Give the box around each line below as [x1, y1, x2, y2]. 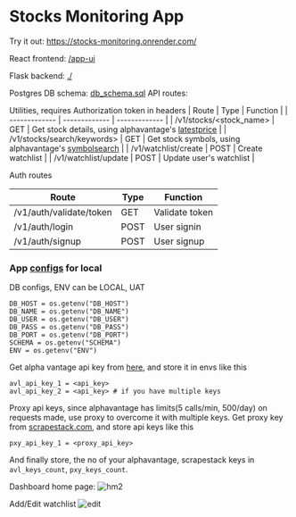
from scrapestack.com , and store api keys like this [9, 421, 194, 432]
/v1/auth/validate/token [13, 205, 113, 218]
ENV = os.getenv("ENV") [9, 346, 98, 355]
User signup [153, 235, 205, 247]
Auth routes [9, 170, 53, 180]
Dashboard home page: [9, 481, 96, 492]
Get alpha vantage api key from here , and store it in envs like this [9, 362, 248, 372]
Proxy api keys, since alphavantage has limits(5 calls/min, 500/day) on [9, 403, 267, 413]
